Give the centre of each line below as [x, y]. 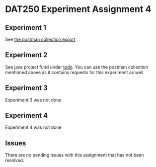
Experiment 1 [26, 28]
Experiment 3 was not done [33, 100]
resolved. [15, 161]
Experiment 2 [26, 55]
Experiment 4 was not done [34, 127]
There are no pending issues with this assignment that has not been [75, 155]
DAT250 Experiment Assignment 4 [78, 9]
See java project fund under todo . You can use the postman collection [77, 67]
